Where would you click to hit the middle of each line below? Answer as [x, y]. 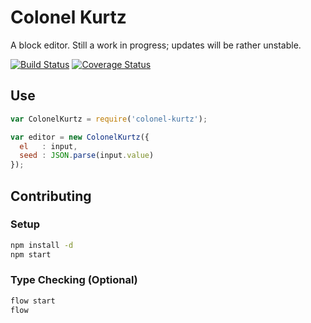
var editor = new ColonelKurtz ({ [80, 137]
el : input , [48, 146]
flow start [33, 301]
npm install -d [42, 245]
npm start [31, 254]
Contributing [51, 196]
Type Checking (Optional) [74, 280]
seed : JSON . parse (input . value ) [87, 156]
